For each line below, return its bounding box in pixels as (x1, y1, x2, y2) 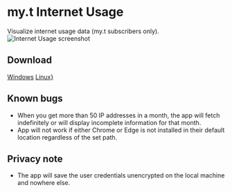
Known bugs (7, 93, 64, 104)
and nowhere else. (17, 179, 71, 187)
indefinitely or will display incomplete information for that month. (17, 118, 202, 126)
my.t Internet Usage (7, 4, 124, 20)
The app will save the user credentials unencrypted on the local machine (17, 171, 225, 180)
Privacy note (7, 153, 64, 164)
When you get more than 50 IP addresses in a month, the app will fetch (17, 111, 220, 119)
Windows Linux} (7, 73, 54, 81)
